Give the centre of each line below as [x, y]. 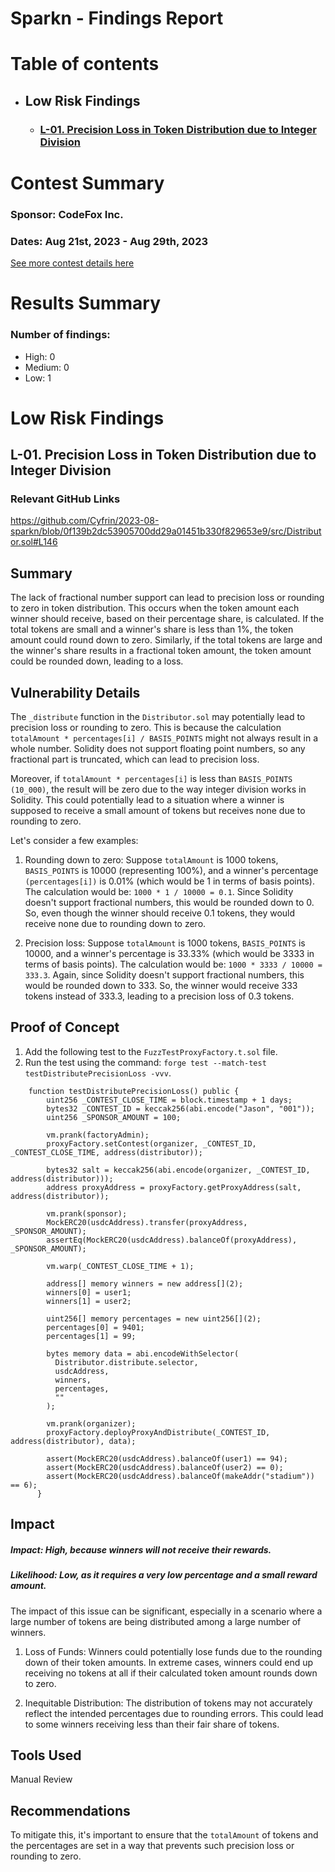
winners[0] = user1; [89, 1292]
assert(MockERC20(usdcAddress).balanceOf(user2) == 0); [165, 1467]
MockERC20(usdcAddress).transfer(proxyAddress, [147, 1222]
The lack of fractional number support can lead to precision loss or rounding [167, 598]
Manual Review [41, 1779]
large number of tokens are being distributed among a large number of [156, 1621]
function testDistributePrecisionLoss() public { [134, 1091]
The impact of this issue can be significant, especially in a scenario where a [166, 1611]
